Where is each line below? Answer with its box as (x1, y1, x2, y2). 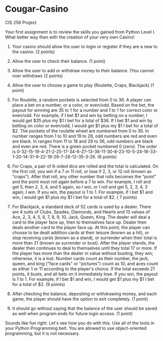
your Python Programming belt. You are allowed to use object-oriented (5, 325, 147, 331)
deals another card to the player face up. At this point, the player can (12, 224, 150, 230)
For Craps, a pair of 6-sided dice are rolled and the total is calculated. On (12, 163, 159, 169)
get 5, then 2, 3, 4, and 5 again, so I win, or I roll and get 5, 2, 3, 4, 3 (12, 184, 148, 189)
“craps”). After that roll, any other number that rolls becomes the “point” (12, 173, 157, 179)
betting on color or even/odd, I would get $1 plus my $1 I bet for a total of (12, 123, 158, 129)
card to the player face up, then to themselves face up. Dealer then (12, 219, 147, 225)
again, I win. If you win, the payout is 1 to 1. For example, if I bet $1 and (12, 189, 153, 195)
